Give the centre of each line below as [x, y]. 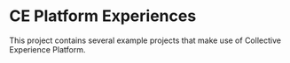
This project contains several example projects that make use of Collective [145, 40]
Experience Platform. [47, 49]
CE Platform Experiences [103, 16]
